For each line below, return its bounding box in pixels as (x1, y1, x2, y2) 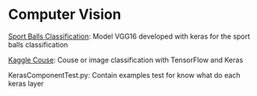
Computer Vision (8, 6, 122, 24)
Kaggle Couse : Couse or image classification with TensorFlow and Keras (8, 55, 244, 65)
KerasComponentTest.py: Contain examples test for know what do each (8, 70, 241, 79)
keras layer (8, 79, 45, 88)
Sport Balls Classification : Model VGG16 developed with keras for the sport (8, 31, 251, 41)
